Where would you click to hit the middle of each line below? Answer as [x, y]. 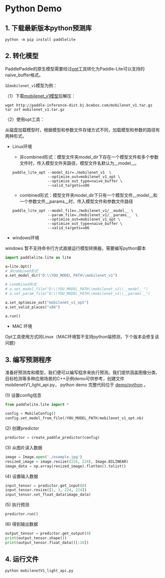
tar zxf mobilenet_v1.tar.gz [35, 109]
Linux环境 [22, 146]
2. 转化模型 [22, 56]
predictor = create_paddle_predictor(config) [52, 437]
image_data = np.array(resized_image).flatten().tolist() [66, 466]
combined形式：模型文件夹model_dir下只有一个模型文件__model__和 [88, 195]
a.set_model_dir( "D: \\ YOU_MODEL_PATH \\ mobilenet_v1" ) [61, 276]
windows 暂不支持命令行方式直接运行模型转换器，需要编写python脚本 [76, 248]
